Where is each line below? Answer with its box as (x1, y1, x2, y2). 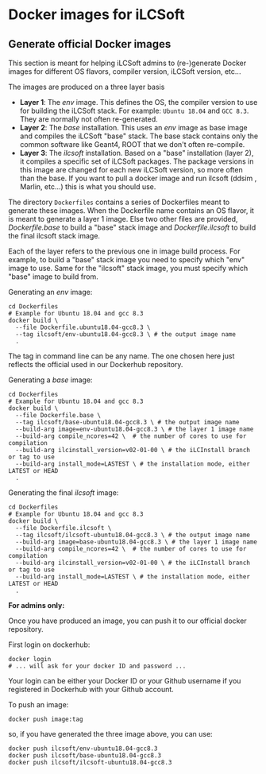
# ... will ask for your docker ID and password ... (8, 662, 187, 670)
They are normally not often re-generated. (19, 114, 159, 124)
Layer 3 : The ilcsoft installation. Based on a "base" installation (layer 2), (19, 149, 254, 157)
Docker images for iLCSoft (8, 6, 185, 24)
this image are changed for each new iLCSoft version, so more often (19, 165, 244, 174)
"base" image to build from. (8, 272, 98, 281)
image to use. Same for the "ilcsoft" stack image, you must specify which (8, 264, 249, 273)
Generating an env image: (8, 288, 93, 296)
